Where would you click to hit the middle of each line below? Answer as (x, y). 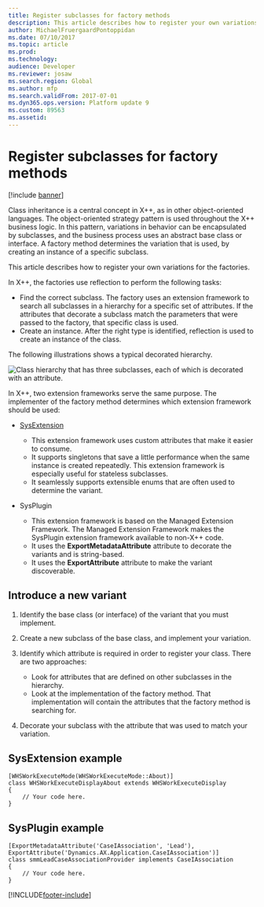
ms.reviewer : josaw (40, 74)
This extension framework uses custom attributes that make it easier (142, 440)
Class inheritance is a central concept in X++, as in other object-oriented (126, 210)
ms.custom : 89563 (37, 111)
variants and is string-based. (78, 554)
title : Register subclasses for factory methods (89, 15)
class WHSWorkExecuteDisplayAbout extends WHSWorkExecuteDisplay (117, 783)
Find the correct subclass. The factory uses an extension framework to (134, 297)
